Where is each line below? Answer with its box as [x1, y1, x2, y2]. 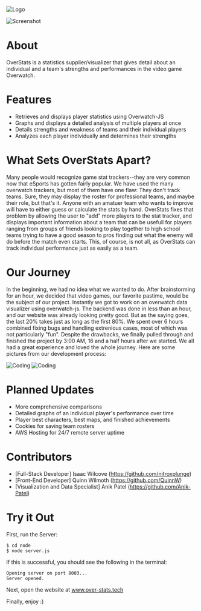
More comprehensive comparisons [14, 403, 103, 410]
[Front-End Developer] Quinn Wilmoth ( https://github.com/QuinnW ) [14, 476, 182, 484]
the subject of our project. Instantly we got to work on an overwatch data [6, 298, 188, 305]
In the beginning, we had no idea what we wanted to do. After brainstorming [6, 285, 196, 293]
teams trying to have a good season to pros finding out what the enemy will [6, 231, 194, 239]
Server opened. [6, 575, 45, 581]
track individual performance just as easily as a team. [6, 244, 139, 252]
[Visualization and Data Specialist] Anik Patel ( [14, 482, 130, 490]
